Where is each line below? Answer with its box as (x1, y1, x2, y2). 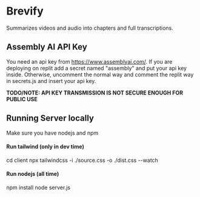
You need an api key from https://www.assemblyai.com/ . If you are (6, 58, 173, 65)
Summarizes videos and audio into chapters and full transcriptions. (6, 24, 174, 32)
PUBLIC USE (6, 95, 38, 102)
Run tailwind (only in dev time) (6, 143, 85, 150)
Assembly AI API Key (6, 42, 88, 52)
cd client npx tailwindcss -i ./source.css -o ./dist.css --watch (6, 156, 159, 164)
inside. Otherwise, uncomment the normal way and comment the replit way (6, 71, 194, 78)
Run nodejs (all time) (6, 170, 59, 178)
